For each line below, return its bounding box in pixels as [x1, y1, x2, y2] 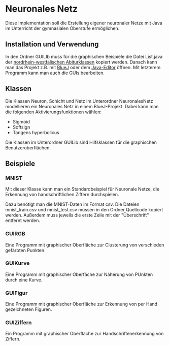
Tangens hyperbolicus [12, 129, 59, 135]
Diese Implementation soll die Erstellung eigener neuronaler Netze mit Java [5, 20, 162, 26]
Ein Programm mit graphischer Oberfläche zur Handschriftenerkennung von [5, 331, 164, 337]
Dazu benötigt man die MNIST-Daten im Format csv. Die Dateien [5, 201, 140, 207]
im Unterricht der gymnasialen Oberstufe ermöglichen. [5, 25, 120, 31]
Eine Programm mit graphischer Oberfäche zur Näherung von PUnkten [5, 271, 153, 277]
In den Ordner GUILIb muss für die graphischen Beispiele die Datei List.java [5, 53, 163, 59]
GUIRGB [5, 230, 25, 237]
